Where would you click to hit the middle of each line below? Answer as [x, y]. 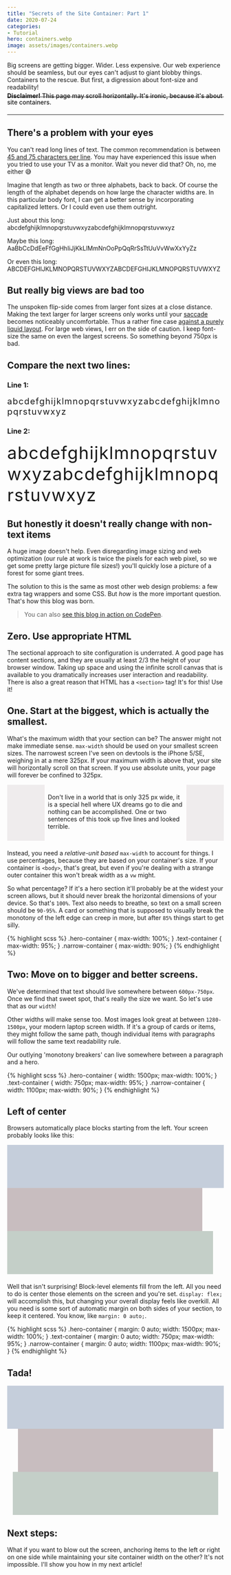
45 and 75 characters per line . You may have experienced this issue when [112, 156]
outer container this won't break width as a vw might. [81, 875]
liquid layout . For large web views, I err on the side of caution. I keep [104, 329]
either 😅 [20, 171]
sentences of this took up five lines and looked [114, 819]
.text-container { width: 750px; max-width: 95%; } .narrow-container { [106, 1082]
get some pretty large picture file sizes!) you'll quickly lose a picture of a [109, 566]
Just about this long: [36, 220]
